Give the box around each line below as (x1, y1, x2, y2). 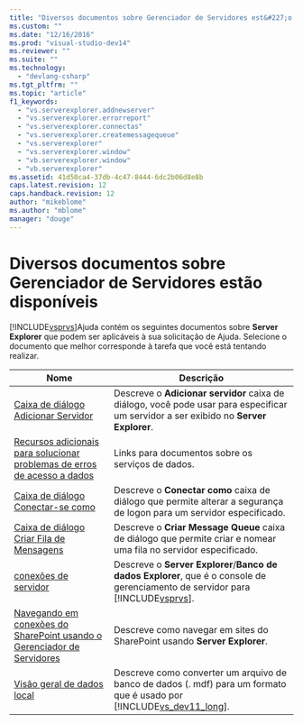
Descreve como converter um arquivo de (114, 666, 287, 679)
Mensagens (14, 543, 64, 555)
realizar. (9, 350, 40, 361)
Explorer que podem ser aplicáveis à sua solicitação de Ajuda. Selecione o (9, 331, 287, 342)
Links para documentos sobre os (114, 446, 252, 459)
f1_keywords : (9, 96, 59, 106)
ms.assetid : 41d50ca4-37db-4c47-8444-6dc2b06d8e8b (9, 172, 204, 181)
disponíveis (9, 291, 98, 312)
